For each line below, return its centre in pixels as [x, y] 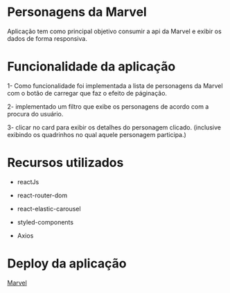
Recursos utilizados [65, 163]
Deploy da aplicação [67, 263]
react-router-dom [42, 195]
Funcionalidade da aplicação [91, 67]
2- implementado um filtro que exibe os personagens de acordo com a [108, 106]
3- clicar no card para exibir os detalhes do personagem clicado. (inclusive [114, 127]
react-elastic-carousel [49, 208]
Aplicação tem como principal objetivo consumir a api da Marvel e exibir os [114, 31]
